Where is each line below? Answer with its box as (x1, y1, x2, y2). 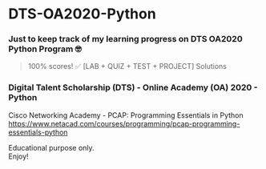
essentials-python (8, 127, 68, 137)
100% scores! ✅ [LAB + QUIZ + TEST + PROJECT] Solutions (27, 62, 227, 71)
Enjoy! (8, 151, 30, 161)
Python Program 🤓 (8, 43, 82, 54)
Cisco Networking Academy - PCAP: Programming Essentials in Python (8, 110, 244, 120)
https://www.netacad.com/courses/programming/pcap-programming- (8, 119, 240, 128)
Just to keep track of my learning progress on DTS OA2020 (8, 34, 243, 45)
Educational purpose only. (8, 143, 95, 152)
